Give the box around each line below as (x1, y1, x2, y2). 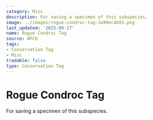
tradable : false (6, 57, 46, 63)
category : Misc (6, 8, 43, 15)
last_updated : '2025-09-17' (6, 25, 75, 31)
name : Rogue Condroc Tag (6, 30, 67, 36)
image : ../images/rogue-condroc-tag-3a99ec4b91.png (6, 19, 135, 25)
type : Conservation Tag (6, 63, 64, 69)
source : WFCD (6, 36, 38, 42)
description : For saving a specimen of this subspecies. (6, 14, 148, 20)
